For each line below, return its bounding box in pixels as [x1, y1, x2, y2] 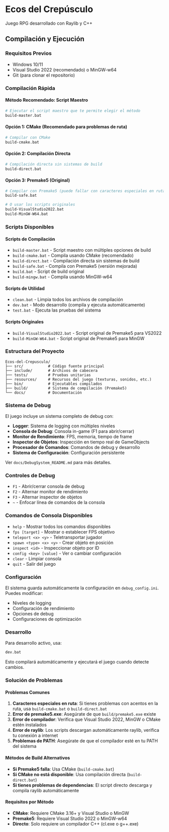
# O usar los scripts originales [5, 202, 75, 207]
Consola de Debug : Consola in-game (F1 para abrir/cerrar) [12, 428, 135, 434]
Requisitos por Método [5, 799, 54, 805]
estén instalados [12, 722, 47, 728]
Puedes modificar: [5, 590, 43, 596]
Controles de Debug [5, 472, 55, 479]
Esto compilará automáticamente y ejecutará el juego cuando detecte [5, 659, 149, 665]
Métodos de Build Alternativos [5, 754, 70, 761]
